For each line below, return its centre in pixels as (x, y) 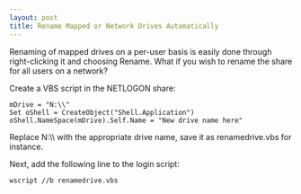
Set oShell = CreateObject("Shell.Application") (102, 112)
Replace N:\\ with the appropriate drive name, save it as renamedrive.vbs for (150, 137)
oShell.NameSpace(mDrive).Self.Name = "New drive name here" (126, 120)
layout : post (34, 18)
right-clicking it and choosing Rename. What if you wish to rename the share (151, 61)
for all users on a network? (58, 71)
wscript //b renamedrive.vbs (64, 181)
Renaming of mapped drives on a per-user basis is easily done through (141, 51)
